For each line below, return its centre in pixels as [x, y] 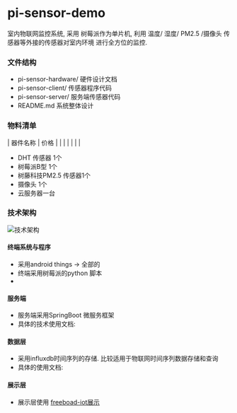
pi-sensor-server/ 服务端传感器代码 [69, 97]
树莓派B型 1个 [37, 166]
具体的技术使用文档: [46, 324]
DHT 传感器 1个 [40, 158]
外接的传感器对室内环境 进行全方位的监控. [86, 42]
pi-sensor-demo [57, 13]
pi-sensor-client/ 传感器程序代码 [64, 88]
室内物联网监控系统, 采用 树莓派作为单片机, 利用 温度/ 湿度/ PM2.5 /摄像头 [115, 33]
